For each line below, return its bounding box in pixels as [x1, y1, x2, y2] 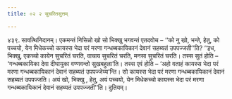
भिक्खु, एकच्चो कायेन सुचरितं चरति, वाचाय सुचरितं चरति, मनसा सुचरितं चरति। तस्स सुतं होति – [7, 51, 219, 60]
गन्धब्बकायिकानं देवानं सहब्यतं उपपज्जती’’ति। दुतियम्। [7, 83, 128, 91]
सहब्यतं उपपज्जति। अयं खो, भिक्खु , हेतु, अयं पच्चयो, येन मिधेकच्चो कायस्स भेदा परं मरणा [7, 75, 204, 84]
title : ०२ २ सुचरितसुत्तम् [7, 10, 68, 18]
